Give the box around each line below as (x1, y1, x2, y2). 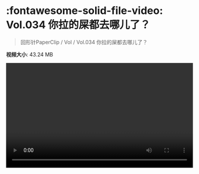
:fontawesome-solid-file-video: (6, 4, 163, 17)
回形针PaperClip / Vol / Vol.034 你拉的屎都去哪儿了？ (20, 38, 148, 45)
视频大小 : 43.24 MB (6, 51, 54, 58)
